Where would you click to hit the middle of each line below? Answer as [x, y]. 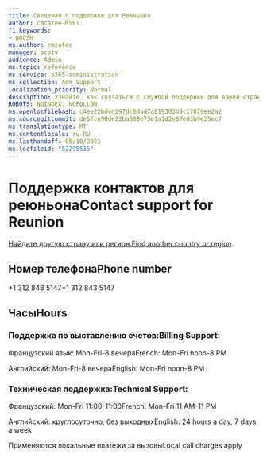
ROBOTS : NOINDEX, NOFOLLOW [53, 104]
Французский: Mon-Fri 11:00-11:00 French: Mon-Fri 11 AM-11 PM [112, 406]
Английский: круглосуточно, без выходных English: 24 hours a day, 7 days [132, 421]
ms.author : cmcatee [41, 45]
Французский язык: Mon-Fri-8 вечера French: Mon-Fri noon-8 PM [118, 353]
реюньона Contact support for [111, 205]
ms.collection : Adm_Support [55, 82]
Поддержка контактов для [101, 188]
